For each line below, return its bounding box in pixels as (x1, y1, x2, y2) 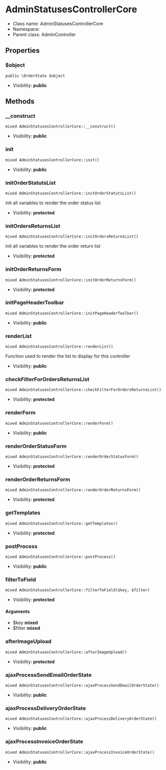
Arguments (5, 608, 30, 614)
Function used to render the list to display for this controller (5, 353, 131, 359)
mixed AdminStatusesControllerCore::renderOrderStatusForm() (5, 454, 139, 459)
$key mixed (12, 619, 38, 626)
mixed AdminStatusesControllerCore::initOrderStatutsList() (5, 190, 137, 196)
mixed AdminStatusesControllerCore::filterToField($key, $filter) (5, 588, 150, 593)
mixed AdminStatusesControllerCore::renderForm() (5, 421, 114, 426)
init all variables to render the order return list (5, 243, 101, 249)
